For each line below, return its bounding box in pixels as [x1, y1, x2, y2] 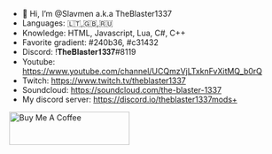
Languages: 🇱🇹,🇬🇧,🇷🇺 [21, 18, 113, 28]
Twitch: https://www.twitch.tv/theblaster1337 [21, 75, 186, 86]
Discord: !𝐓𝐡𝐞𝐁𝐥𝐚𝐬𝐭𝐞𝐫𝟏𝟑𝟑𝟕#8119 [21, 47, 136, 57]
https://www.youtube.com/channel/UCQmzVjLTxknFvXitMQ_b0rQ [21, 66, 263, 76]
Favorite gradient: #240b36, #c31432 [21, 37, 159, 48]
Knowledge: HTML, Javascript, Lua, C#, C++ [21, 27, 186, 38]
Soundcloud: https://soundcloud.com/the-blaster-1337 [21, 85, 222, 95]
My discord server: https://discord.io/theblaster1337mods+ [21, 94, 237, 104]
